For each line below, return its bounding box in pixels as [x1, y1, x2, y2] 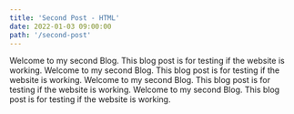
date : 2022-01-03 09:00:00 [9, 22, 112, 31]
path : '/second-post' [9, 30, 92, 39]
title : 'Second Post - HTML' [9, 13, 120, 23]
